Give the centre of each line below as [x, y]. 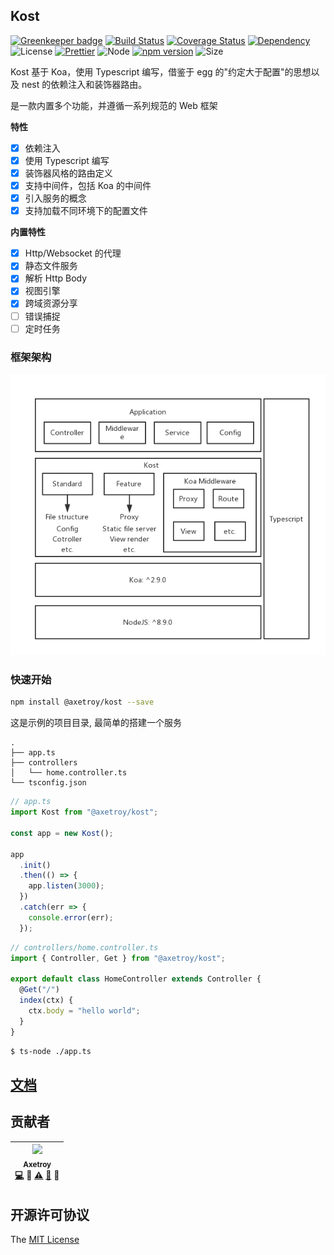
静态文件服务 [51, 266]
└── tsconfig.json [48, 783]
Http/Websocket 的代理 [73, 253]
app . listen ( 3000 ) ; [66, 886]
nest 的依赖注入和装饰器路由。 [84, 84]
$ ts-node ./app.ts [51, 1051]
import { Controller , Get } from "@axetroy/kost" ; [118, 958]
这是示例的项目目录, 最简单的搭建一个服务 [96, 723]
